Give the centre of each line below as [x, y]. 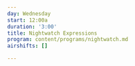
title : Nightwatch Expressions [52, 33]
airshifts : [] [28, 46]
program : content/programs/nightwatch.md [68, 40]
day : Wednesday [29, 14]
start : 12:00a [28, 20]
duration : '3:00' [32, 26]
